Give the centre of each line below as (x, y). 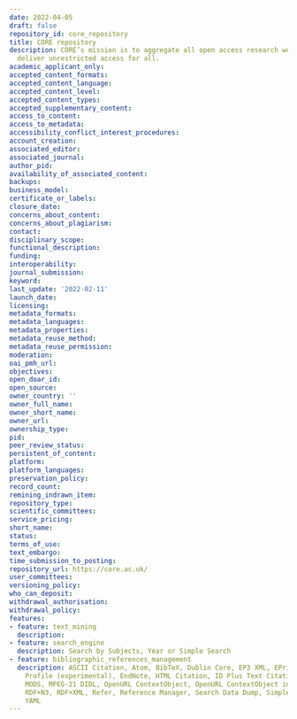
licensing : (29, 305)
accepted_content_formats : (59, 75)
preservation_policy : (49, 478)
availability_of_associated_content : (79, 174)
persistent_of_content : (53, 454)
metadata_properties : (49, 330)
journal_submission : (47, 273)
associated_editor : (45, 149)
